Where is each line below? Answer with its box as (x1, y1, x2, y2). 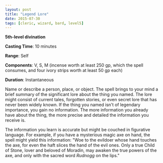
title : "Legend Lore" (5, 12, 49, 17)
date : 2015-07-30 (5, 16, 40, 21)
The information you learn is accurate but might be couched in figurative (5, 127, 151, 133)
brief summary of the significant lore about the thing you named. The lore (5, 91, 152, 97)
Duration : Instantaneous (5, 77, 54, 83)
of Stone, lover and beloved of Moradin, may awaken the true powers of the (5, 147, 157, 153)
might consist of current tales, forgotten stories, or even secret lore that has (5, 97, 157, 103)
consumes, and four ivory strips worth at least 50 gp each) (5, 68, 123, 73)
